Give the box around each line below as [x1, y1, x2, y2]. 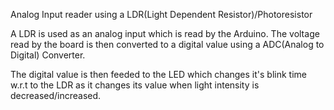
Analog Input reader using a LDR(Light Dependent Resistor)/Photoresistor [10, 9, 313, 20]
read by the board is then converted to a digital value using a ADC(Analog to [10, 39, 325, 50]
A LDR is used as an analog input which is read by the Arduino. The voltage [10, 28, 320, 39]
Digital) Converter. [10, 49, 86, 61]
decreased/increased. [10, 90, 102, 101]
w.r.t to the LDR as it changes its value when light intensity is [10, 79, 260, 91]
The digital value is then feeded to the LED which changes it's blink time [10, 69, 307, 80]
